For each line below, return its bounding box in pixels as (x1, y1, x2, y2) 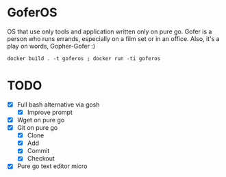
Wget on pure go (16, 116, 65, 124)
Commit (27, 147, 50, 155)
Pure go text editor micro (16, 162, 88, 170)
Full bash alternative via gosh (16, 100, 100, 109)
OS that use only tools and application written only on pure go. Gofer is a (7, 27, 212, 36)
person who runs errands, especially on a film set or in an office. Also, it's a (7, 34, 221, 42)
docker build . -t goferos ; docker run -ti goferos (7, 55, 161, 62)
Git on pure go (16, 124, 58, 132)
